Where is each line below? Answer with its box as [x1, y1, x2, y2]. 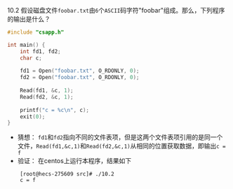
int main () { [7, 41, 46, 48]
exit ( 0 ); [20, 113, 46, 120]
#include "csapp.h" [7, 29, 65, 36]
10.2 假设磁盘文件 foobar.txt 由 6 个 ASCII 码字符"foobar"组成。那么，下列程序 [7, 6, 225, 14]
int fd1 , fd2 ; [20, 48, 61, 55]
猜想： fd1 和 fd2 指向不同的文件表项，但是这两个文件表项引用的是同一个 [17, 133, 223, 141]
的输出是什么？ [7, 15, 51, 23]
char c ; [20, 55, 42, 62]
